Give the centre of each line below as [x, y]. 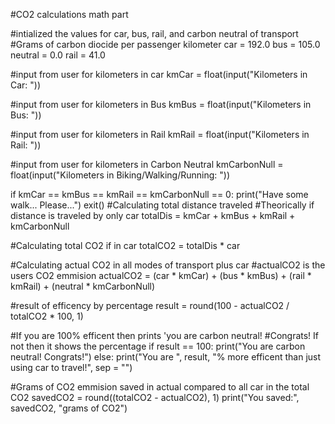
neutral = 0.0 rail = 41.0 [58, 55]
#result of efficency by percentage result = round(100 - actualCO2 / [150, 305]
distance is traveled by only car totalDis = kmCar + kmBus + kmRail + [153, 215]
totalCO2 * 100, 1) [47, 316]
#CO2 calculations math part [69, 14]
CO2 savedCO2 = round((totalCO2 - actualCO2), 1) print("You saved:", [155, 397]
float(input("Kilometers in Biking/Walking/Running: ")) [120, 175]
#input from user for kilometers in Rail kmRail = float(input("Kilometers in [160, 134]
